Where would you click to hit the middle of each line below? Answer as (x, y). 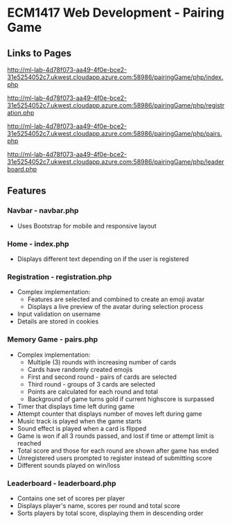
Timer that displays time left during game (76, 406)
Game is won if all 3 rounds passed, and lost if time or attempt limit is (116, 436)
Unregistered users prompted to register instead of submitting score (115, 458)
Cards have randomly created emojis (80, 369)
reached (29, 443)
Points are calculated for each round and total (92, 391)
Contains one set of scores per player (71, 498)
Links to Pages (39, 53)
